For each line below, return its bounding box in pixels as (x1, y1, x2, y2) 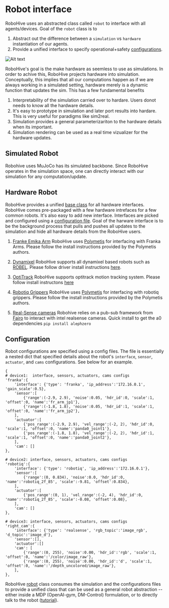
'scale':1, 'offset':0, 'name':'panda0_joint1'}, (5, 426, 112, 432)
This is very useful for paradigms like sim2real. (12, 113, 110, 119)
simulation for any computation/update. (5, 173, 87, 179)
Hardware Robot (5, 188, 58, 197)
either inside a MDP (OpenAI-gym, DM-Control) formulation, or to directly (5, 592, 158, 598)
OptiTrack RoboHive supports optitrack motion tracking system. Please (12, 274, 160, 280)
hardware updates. (12, 134, 52, 141)
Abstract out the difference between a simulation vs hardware (12, 35, 141, 41)
